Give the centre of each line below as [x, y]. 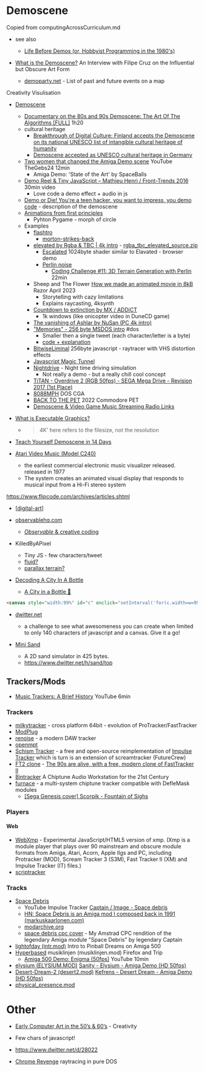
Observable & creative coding [61, 531]
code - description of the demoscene [71, 206]
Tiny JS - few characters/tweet [63, 555]
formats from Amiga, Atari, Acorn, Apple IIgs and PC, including [93, 853]
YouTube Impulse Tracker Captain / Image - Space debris [96, 908]
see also [25, 39]
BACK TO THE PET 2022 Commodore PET [86, 400]
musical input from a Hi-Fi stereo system [75, 484]
